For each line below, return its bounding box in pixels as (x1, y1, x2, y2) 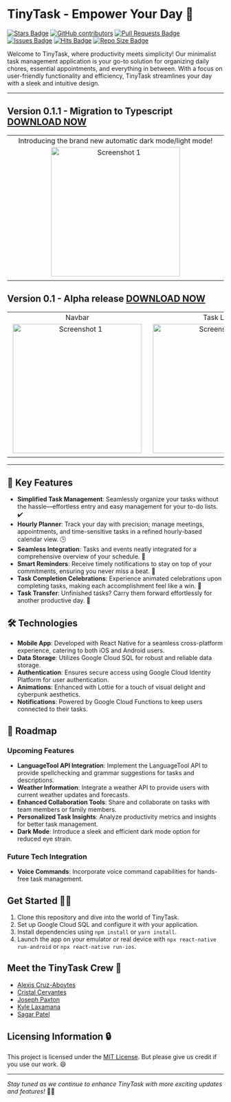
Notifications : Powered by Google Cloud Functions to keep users (16, 698, 203, 706)
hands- (197, 868, 218, 876)
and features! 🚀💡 (7, 1087, 55, 1095)
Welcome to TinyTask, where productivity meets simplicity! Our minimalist (7, 50, 217, 58)
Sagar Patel (16, 1010, 50, 1018)
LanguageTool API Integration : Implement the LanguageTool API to (16, 761, 208, 770)
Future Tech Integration (7, 852, 87, 861)
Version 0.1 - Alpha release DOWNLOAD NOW (7, 293, 206, 305)
